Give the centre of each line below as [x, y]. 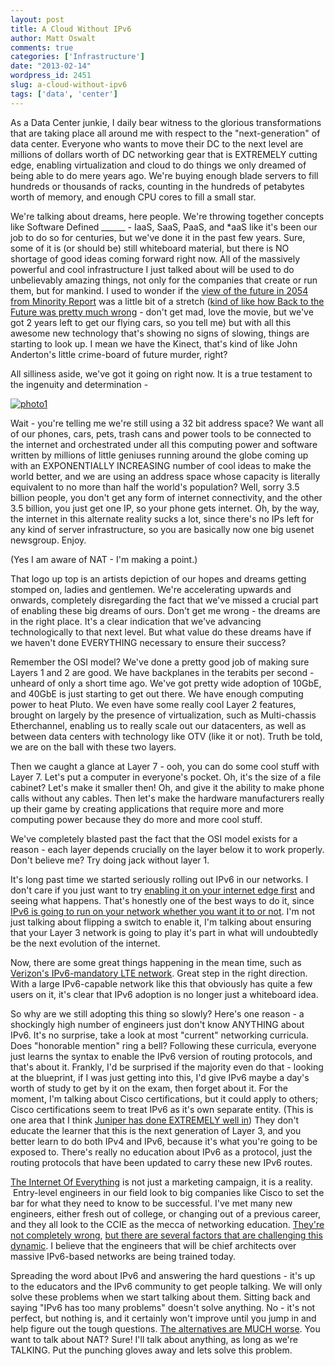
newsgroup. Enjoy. [48, 540]
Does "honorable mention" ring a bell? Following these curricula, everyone [163, 1045]
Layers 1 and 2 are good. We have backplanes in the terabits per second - [162, 672]
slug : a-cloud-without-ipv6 [69, 85]
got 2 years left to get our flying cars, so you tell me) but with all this [151, 322]
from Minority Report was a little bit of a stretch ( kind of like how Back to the [167, 301]
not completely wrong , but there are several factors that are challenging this [166, 1235]
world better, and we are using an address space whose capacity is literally [165, 476]
